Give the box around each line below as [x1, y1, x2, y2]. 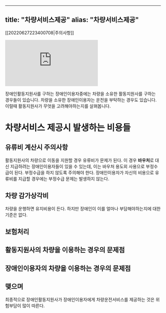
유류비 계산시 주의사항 [5, 143, 68, 152]
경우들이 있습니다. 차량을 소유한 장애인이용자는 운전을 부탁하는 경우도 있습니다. [5, 97, 157, 103]
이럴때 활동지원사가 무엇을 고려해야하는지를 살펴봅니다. [5, 103, 111, 109]
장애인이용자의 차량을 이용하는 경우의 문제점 [5, 264, 131, 273]
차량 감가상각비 [5, 192, 49, 200]
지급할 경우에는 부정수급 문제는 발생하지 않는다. [18, 175, 110, 181]
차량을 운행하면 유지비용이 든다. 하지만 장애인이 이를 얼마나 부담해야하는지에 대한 [5, 206, 161, 211]
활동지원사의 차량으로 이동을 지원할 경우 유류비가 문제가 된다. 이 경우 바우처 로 [5, 157, 154, 163]
